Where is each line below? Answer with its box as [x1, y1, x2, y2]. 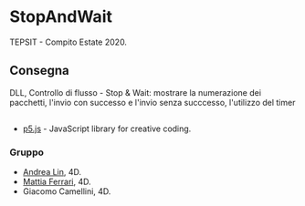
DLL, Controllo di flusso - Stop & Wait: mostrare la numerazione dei [9, 87, 262, 98]
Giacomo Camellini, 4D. [22, 186, 111, 197]
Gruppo [9, 146, 44, 159]
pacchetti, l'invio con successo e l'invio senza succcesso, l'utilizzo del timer [9, 97, 296, 108]
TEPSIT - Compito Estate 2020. [9, 36, 128, 47]
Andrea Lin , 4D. [22, 167, 82, 178]
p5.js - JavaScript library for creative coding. [22, 123, 192, 134]
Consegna [9, 63, 70, 78]
